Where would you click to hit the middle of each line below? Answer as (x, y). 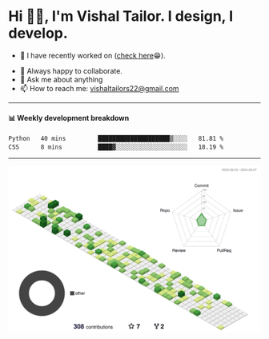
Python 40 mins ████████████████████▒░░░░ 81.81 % (116, 139)
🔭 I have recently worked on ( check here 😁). (92, 55)
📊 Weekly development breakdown (69, 118)
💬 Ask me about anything (61, 79)
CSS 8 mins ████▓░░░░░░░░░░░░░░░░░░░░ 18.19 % (116, 147)
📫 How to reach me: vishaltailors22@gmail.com (99, 88)
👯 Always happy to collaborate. (71, 70)
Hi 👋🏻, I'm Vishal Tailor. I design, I (121, 16)
